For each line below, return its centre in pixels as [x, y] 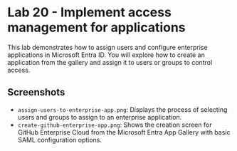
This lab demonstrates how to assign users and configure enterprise [107, 47]
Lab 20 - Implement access [90, 12]
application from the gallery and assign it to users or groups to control [110, 62]
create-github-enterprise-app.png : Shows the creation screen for [115, 125]
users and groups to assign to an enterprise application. [100, 117]
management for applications [97, 27]
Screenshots [36, 92]
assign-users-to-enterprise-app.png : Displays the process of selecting [122, 109]
